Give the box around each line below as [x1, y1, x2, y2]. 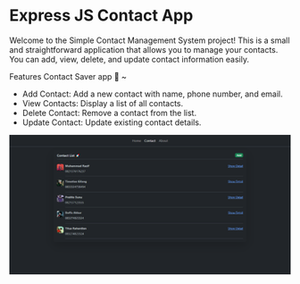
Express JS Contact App [9, 5, 194, 26]
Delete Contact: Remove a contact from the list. [21, 107, 197, 118]
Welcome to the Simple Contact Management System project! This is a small [9, 35, 290, 46]
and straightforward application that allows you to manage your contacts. [9, 44, 279, 54]
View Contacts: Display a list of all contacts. [21, 97, 184, 108]
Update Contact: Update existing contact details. [21, 117, 202, 128]
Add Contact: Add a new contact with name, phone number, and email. [21, 88, 283, 99]
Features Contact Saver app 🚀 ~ [9, 71, 128, 81]
